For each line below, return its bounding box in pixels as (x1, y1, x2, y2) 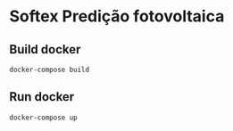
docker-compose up (9, 113, 78, 122)
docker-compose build (9, 65, 90, 74)
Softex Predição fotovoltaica (9, 6, 225, 27)
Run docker (9, 89, 75, 104)
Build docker (9, 42, 81, 57)
